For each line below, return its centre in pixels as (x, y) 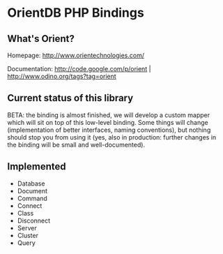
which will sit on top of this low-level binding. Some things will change (108, 122)
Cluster (28, 235)
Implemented (37, 166)
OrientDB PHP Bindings (76, 13)
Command (32, 198)
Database (31, 184)
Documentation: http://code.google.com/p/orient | (79, 69)
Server (27, 227)
